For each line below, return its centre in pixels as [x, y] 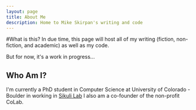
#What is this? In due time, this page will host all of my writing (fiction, [91, 39]
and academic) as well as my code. [67, 45]
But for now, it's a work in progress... [50, 57]
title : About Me [26, 17]
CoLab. [15, 102]
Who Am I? [26, 75]
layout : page [22, 11]
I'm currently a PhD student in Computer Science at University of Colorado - [98, 89]
